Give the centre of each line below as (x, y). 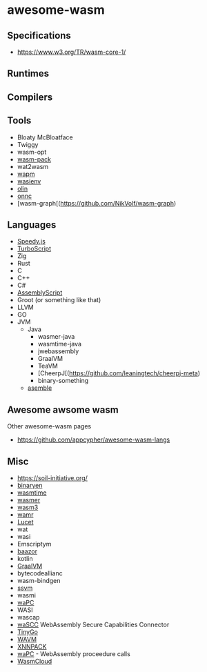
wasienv (29, 181)
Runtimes (28, 73)
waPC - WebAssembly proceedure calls (74, 654)
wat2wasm (33, 166)
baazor (27, 551)
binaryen (30, 486)
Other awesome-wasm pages (49, 426)
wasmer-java (56, 337)
